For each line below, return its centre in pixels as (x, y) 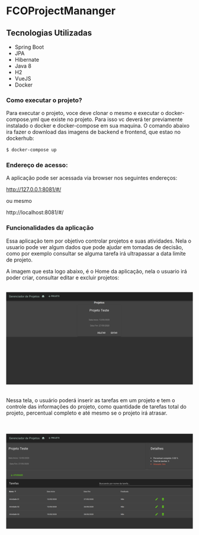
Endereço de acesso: (37, 165)
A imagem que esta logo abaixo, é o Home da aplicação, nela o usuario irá (97, 271)
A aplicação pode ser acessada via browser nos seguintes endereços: (92, 178)
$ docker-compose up (32, 150)
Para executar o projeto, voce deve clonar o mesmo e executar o (85, 113)
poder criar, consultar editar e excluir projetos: (63, 278)
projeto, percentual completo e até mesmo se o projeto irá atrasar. (87, 413)
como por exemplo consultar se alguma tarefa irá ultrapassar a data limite (96, 253)
